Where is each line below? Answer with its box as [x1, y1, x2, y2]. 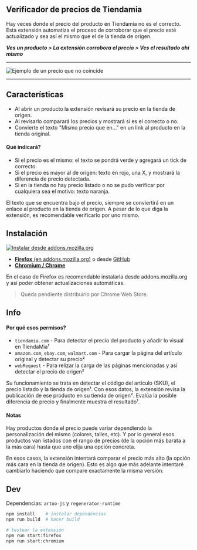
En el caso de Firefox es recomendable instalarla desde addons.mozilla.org [6, 273, 188, 280]
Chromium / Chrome [14, 262, 66, 269]
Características [6, 90, 64, 100]
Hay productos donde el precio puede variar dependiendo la [6, 425, 152, 432]
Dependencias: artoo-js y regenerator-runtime [6, 500, 121, 507]
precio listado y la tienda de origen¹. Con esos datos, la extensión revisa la [6, 386, 186, 393]
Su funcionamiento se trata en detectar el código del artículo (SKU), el [6, 379, 176, 386]
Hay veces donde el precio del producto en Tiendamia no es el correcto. [6, 20, 181, 27]
